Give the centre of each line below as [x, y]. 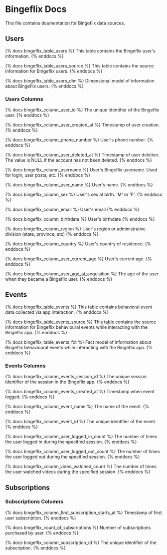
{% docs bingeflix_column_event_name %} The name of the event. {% [77, 407]
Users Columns [24, 99]
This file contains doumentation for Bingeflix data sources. [65, 23]
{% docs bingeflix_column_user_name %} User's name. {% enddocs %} [79, 185]
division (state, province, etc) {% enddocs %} [52, 234]
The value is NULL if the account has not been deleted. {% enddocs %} [79, 160]
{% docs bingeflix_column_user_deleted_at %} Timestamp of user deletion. [82, 155]
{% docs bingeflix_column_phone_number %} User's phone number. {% [79, 140]
